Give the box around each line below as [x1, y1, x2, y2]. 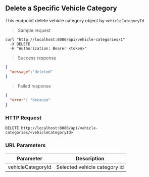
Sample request [17, 27, 51, 33]
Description [75, 155, 105, 162]
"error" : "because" [10, 98, 51, 103]
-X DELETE [10, 41, 30, 47]
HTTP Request [5, 114, 42, 121]
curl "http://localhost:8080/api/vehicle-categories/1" [5, 37, 125, 42]
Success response [17, 55, 57, 61]
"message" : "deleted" [10, 69, 53, 74]
